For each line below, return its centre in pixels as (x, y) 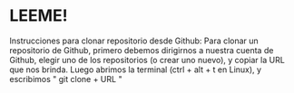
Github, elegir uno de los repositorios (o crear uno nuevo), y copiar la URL (147, 60)
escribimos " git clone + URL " (66, 79)
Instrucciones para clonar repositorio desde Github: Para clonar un (134, 41)
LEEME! (39, 16)
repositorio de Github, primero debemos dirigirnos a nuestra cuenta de (142, 50)
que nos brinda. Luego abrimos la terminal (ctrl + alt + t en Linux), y (135, 70)
